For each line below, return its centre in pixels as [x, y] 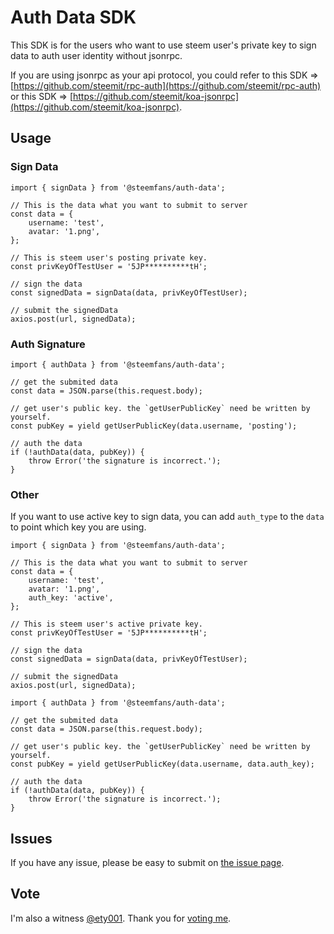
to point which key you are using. [78, 527]
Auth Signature [48, 344]
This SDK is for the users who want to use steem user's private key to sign [163, 45]
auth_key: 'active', [71, 598]
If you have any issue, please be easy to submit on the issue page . [147, 863]
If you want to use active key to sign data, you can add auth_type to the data [167, 517]
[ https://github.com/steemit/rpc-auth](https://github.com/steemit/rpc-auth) [166, 85]
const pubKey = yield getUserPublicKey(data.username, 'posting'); [154, 426]
